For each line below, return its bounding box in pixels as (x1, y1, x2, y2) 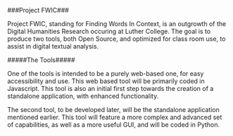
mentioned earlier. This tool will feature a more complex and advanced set (7, 113, 222, 121)
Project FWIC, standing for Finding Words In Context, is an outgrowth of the (7, 20, 227, 27)
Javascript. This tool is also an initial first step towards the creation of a (7, 85, 214, 92)
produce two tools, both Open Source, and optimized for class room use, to (7, 35, 226, 43)
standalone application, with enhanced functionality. (7, 92, 159, 100)
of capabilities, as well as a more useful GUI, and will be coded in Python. (7, 120, 220, 129)
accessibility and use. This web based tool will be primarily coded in (7, 77, 206, 85)
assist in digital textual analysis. (7, 42, 99, 50)
